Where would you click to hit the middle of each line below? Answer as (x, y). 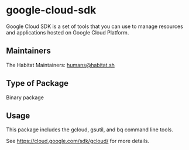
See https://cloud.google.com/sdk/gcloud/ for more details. (78, 141)
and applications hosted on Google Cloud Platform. (68, 32)
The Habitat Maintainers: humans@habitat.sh (61, 65)
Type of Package (37, 83)
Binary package (25, 97)
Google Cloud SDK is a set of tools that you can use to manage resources (94, 26)
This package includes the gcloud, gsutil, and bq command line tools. (90, 130)
